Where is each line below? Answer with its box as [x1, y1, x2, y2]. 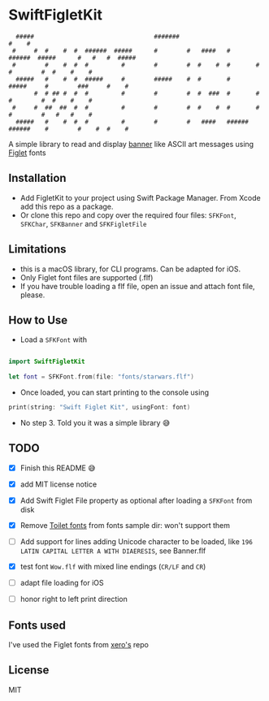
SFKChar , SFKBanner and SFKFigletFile [20, 219, 148, 228]
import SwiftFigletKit [8, 357, 85, 366]
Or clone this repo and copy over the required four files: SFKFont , [20, 210, 237, 220]
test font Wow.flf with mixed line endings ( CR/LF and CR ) [20, 562, 206, 571]
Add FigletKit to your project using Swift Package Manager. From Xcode [20, 193, 262, 202]
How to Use [8, 313, 68, 327]
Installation [8, 171, 67, 185]
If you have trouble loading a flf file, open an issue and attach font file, [20, 281, 255, 291]
